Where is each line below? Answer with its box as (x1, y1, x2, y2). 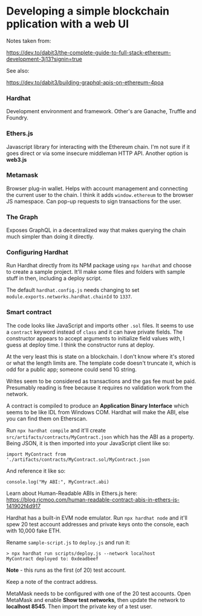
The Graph (6, 213, 38, 221)
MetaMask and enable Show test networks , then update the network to (6, 596, 186, 603)
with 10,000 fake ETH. (6, 527, 62, 534)
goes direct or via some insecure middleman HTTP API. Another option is (6, 150, 189, 157)
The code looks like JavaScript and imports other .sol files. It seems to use (6, 322, 194, 329)
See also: (6, 67, 30, 74)
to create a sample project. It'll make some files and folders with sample (6, 268, 186, 276)
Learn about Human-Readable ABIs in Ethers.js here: (6, 489, 138, 497)
